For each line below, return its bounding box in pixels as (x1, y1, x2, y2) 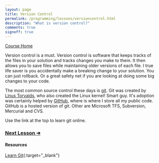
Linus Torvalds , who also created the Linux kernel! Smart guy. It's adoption (5, 93, 154, 98)
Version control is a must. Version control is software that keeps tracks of (5, 52, 152, 58)
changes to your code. (5, 78, 50, 84)
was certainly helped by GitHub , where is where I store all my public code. (5, 98, 154, 103)
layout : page (5, 7, 32, 12)
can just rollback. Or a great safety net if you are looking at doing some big (5, 73, 155, 79)
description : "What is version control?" (5, 20, 90, 26)
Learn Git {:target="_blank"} (5, 152, 60, 158)
